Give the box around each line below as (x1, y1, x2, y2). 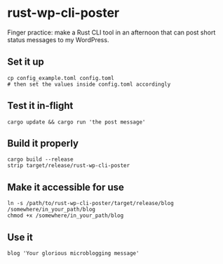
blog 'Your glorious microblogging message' (7, 250, 140, 257)
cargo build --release (7, 156, 74, 163)
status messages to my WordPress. (7, 35, 109, 44)
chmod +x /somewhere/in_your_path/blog (7, 212, 124, 219)
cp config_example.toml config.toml (7, 74, 114, 81)
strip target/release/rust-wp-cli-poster (7, 162, 130, 169)
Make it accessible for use (7, 181, 124, 193)
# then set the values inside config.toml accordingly (7, 81, 171, 88)
